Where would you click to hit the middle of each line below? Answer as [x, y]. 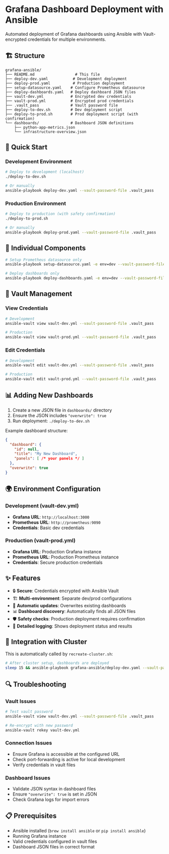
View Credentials [27, 308]
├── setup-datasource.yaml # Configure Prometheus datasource [75, 88]
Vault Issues [21, 701]
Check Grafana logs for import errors [51, 799]
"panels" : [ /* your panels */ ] [49, 459]
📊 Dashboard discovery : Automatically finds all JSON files [74, 611]
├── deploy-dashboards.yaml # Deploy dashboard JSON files [71, 92]
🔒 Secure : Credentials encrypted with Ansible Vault [66, 591]
